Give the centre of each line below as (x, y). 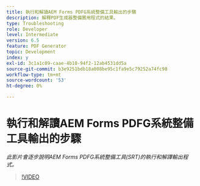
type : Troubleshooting (35, 23)
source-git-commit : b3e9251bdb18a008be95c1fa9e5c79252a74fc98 (87, 69)
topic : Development (31, 52)
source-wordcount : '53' (37, 80)
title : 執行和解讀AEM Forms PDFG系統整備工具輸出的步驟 (71, 12)
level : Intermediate (33, 35)
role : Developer (27, 29)
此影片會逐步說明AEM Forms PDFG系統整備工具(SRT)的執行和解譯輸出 (95, 157)
